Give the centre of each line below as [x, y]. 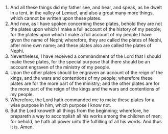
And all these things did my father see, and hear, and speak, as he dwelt [86, 7]
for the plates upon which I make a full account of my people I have [81, 35]
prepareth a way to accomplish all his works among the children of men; [86, 116]
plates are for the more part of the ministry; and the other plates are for [85, 83]
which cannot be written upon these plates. [56, 18]
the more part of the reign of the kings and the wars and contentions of [85, 89]
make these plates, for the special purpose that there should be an [80, 62]
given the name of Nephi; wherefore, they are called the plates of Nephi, [86, 40]
